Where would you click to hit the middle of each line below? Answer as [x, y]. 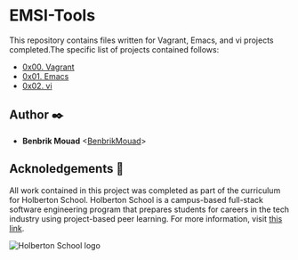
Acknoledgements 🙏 [67, 169]
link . [17, 228]
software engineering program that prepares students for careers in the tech [149, 209]
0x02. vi [37, 85]
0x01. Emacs [45, 76]
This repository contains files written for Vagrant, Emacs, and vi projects [141, 40]
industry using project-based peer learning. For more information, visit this [146, 218]
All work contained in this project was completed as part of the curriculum [145, 190]
